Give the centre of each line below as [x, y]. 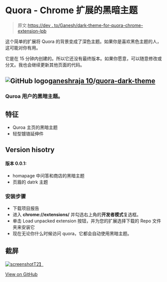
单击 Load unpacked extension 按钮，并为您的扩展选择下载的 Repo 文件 [87, 221]
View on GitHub [21, 274]
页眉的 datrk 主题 [30, 182]
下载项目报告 [26, 208]
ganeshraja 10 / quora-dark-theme [102, 81]
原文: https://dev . [35, 25]
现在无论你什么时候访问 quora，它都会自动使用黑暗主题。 [72, 233]
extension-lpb [32, 31]
